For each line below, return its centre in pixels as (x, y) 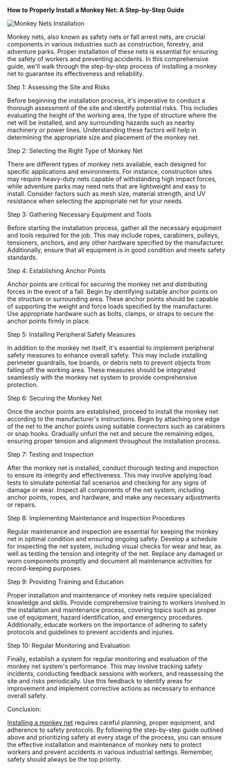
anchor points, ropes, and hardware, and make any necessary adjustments (114, 497)
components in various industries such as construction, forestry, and (105, 44)
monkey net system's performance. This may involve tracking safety (105, 666)
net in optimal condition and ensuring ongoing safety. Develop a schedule (112, 539)
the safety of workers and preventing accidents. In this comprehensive (108, 59)
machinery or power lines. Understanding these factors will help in (102, 130)
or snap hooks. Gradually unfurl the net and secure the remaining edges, (111, 434)
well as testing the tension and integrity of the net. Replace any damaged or (115, 553)
